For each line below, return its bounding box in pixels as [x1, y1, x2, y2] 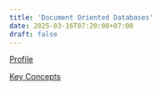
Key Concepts [9, 71, 62, 82]
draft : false [9, 29, 58, 38]
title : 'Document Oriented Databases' [9, 12, 154, 22]
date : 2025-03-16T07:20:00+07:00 [9, 21, 134, 30]
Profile [9, 54, 34, 65]
